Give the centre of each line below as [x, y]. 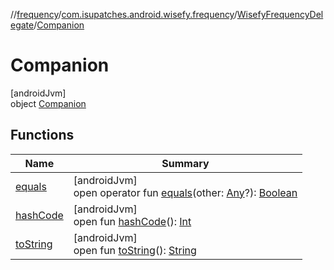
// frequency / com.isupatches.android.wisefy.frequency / [124, 14]
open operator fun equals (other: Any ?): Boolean [185, 192]
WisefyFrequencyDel [280, 14]
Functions [42, 135]
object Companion [48, 103]
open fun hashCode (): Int [132, 221]
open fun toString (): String [135, 250]
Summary [185, 163]
